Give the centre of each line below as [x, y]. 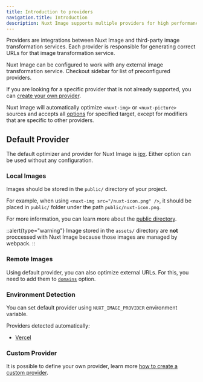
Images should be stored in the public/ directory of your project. [87, 189]
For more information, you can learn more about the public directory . [92, 219]
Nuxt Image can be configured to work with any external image [85, 65]
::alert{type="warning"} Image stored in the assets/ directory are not [92, 231]
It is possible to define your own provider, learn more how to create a [92, 366]
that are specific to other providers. [50, 120]
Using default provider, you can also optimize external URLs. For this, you [98, 272]
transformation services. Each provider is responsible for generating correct [101, 47]
